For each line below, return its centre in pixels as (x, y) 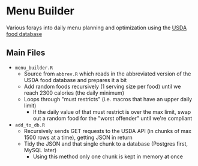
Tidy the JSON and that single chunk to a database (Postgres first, (106, 144)
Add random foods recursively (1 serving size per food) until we (102, 86)
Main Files (26, 53)
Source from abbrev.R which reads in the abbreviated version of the (107, 74)
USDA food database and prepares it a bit (75, 80)
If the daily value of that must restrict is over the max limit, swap (112, 111)
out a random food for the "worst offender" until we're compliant (112, 118)
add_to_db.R (30, 125)
